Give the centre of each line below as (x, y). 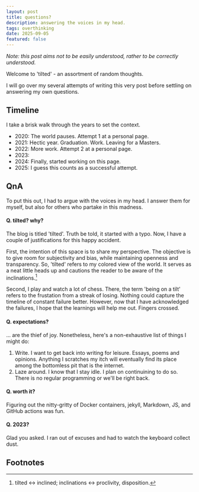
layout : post (22, 12)
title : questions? (29, 17)
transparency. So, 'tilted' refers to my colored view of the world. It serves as (99, 264)
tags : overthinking (30, 28)
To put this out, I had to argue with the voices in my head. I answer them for (98, 201)
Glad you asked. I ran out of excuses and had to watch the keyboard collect (98, 438)
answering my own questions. (43, 92)
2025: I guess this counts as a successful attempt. (76, 167)
